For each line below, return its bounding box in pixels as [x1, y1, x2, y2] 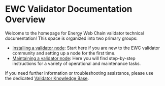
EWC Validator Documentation [5, 3, 132, 15]
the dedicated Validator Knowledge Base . [5, 75, 89, 81]
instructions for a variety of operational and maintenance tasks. [12, 60, 141, 66]
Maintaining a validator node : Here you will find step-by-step [12, 55, 135, 61]
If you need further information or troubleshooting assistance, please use [5, 70, 154, 76]
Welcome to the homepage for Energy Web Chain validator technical [5, 30, 144, 36]
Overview [5, 14, 46, 25]
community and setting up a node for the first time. [12, 50, 116, 56]
